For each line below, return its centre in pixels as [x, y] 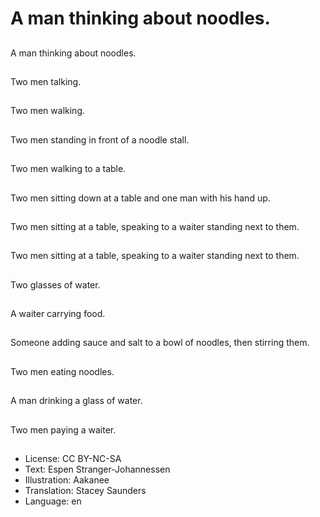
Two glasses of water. [55, 284]
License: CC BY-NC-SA [73, 459]
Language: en [53, 501]
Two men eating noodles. [62, 371]
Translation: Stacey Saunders [85, 491]
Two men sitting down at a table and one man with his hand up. [140, 198]
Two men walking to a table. [68, 169]
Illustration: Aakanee [67, 480]
